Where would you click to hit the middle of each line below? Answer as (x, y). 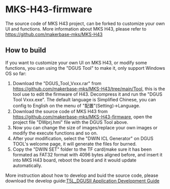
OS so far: (16, 73)
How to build (26, 50)
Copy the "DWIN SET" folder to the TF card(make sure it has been (82, 149)
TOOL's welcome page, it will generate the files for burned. (75, 144)
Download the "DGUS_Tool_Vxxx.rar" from (57, 83)
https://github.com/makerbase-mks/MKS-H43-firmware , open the (82, 117)
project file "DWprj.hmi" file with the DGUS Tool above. (70, 122)
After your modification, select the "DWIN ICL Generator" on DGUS (83, 138)
